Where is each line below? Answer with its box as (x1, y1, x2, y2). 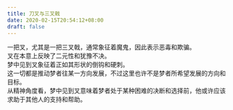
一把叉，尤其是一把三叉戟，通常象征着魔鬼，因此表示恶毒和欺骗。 (7, 43, 196, 52)
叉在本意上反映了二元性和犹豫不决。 (7, 52, 111, 60)
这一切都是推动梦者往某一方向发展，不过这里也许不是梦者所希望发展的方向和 (7, 69, 226, 77)
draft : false (7, 23, 45, 30)
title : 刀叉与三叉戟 (7, 10, 60, 17)
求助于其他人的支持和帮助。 (7, 95, 87, 104)
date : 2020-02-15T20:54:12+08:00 (7, 17, 104, 24)
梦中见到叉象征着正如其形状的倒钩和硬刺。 (7, 61, 129, 69)
